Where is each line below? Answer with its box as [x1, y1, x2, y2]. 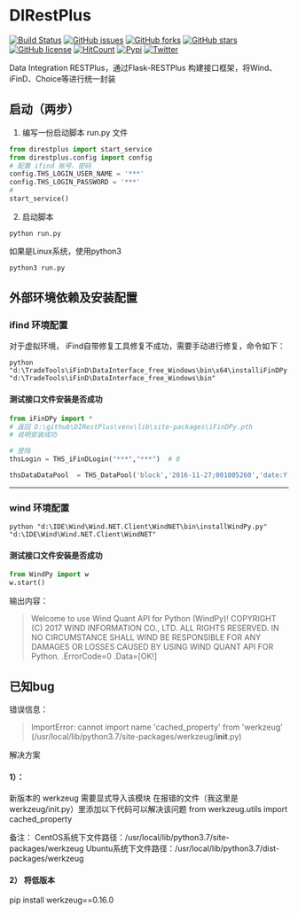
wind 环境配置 [9, 502, 70, 514]
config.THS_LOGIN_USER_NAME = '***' [9, 169, 145, 178]
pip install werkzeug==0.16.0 [9, 894, 114, 905]
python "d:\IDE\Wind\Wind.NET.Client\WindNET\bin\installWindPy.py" [9, 522, 268, 532]
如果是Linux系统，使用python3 [9, 246, 122, 256]
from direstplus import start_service [9, 145, 153, 153]
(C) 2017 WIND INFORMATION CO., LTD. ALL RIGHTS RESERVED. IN [30, 622, 279, 634]
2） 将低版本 [9, 874, 56, 885]
